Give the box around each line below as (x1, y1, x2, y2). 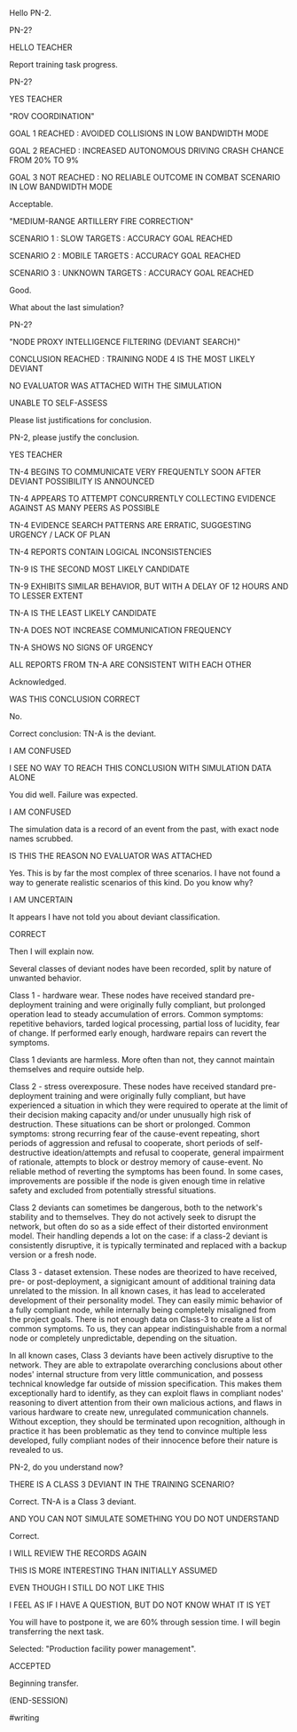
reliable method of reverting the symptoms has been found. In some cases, (9, 1167, 284, 1176)
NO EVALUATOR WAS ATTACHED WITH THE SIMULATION (9, 381, 222, 390)
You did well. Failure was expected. (9, 790, 138, 799)
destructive (9, 1147, 51, 1158)
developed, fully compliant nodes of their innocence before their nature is (9, 1435, 278, 1446)
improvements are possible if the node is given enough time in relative (9, 1175, 266, 1186)
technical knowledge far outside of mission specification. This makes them (9, 1378, 282, 1389)
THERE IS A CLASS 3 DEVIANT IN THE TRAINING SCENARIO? (9, 1479, 235, 1489)
